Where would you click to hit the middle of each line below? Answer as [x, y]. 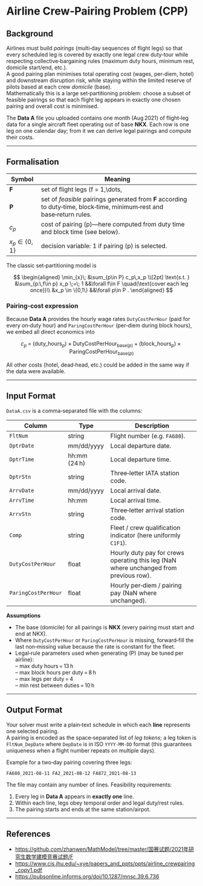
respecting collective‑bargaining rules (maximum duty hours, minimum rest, [100, 61]
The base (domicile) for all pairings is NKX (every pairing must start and [105, 627]
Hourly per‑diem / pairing [146, 585]
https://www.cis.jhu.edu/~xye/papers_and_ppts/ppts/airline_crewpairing [105, 864]
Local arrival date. [136, 490]
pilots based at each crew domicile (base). [59, 87]
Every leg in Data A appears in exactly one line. [74, 796]
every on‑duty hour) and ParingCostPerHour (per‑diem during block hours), [99, 325]
